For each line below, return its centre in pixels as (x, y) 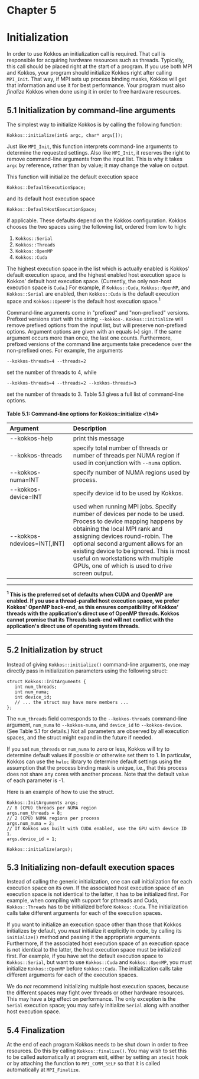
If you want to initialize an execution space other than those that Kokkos (94, 924)
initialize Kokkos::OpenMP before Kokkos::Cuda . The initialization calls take (94, 969)
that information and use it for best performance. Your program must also (96, 85)
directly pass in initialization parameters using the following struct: (87, 671)
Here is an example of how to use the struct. (61, 792)
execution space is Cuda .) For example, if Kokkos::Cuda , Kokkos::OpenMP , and (99, 287)
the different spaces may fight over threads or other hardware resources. (96, 992)
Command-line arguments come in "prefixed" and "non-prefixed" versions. (98, 312)
